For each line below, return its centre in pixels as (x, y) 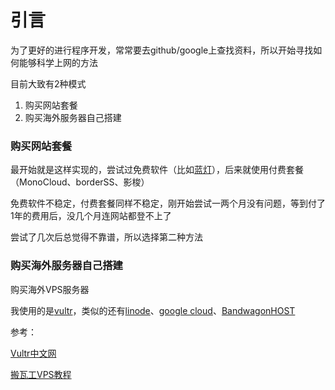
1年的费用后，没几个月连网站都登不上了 (91, 216)
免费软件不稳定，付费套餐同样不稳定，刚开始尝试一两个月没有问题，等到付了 (168, 203)
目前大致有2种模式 (48, 83)
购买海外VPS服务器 (50, 289)
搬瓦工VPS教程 (41, 374)
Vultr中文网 (33, 353)
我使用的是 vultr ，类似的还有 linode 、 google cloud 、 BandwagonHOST (153, 310)
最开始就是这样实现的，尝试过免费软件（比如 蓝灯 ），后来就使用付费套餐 (157, 170)
